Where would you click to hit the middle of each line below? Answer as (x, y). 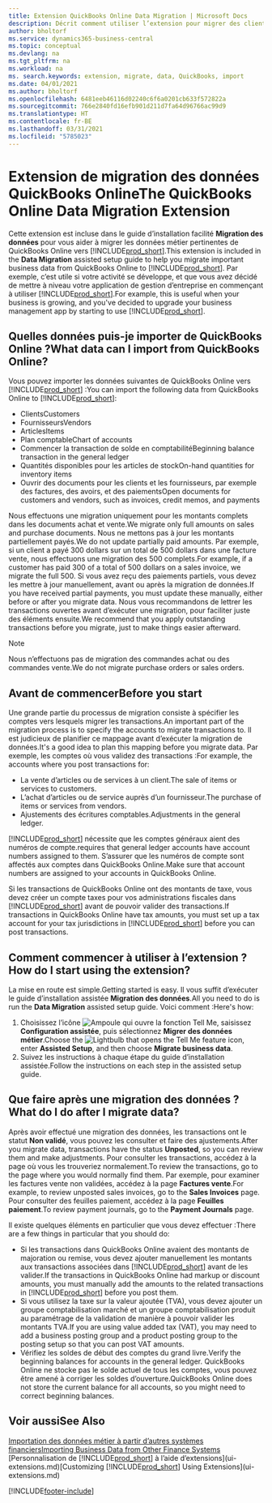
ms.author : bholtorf (43, 91)
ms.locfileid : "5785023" (50, 136)
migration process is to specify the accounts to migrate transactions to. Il (130, 730)
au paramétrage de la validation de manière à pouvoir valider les (127, 1318)
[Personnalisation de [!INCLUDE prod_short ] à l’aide (93, 1458)
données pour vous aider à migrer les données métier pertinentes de (123, 242)
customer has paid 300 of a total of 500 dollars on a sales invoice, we (125, 567)
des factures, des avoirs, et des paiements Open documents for (125, 492)
